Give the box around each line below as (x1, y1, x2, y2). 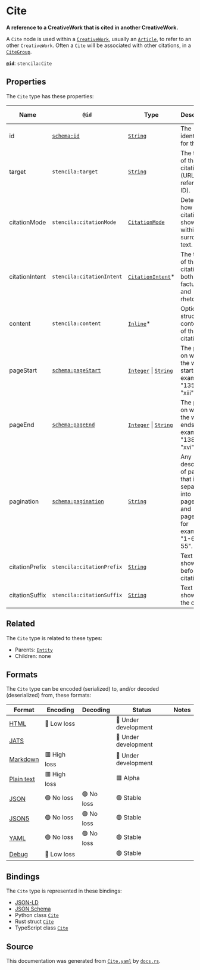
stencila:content (52, 320, 101, 327)
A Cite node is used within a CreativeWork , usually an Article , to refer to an (6, 35, 192, 42)
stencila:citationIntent (52, 273, 123, 280)
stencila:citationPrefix (52, 563, 123, 570)
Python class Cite (14, 912, 59, 919)
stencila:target (52, 168, 98, 175)
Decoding (82, 706, 110, 714)
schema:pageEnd (52, 421, 95, 428)
